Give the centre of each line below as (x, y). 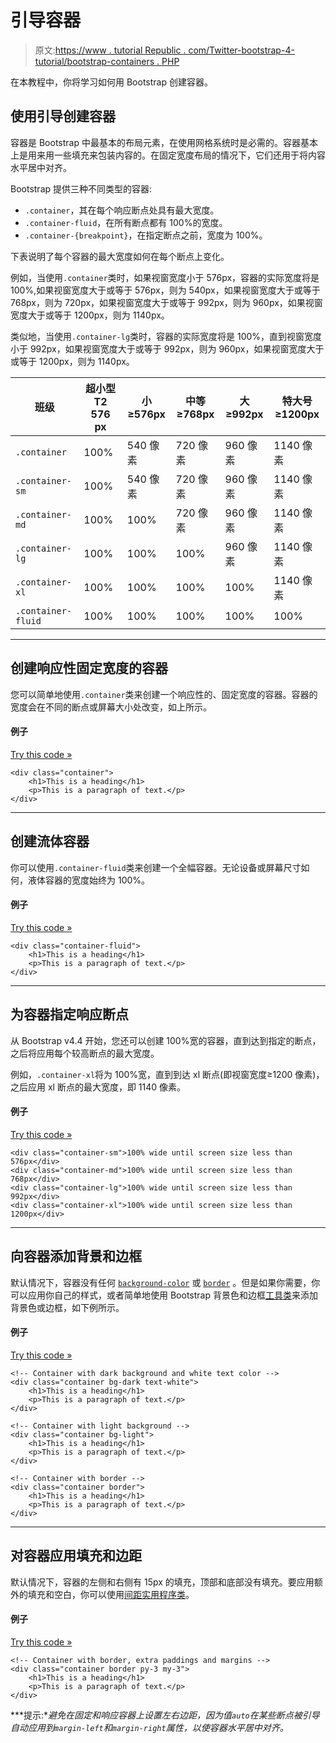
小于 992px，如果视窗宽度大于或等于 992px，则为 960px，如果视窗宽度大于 (167, 348)
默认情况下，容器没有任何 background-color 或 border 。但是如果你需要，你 (165, 1282)
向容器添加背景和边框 (76, 1256)
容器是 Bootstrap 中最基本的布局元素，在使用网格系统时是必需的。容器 (155, 142)
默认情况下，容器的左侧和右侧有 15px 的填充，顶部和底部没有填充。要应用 (162, 1582)
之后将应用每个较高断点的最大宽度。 (85, 1053)
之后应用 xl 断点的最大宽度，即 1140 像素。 (98, 1087)
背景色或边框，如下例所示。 (67, 1307)
